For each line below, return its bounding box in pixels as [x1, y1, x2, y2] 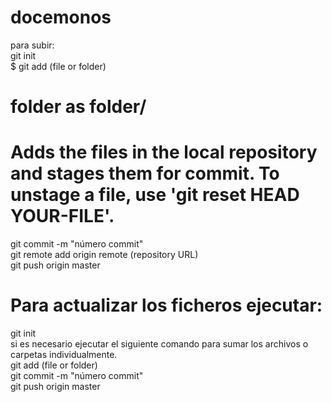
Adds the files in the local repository [10, 141, 318, 164]
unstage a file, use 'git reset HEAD [10, 184, 300, 206]
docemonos [10, 6, 112, 29]
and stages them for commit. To [10, 162, 280, 185]
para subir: [10, 39, 55, 51]
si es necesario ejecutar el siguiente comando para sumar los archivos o [10, 338, 309, 350]
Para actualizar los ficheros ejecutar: [10, 294, 323, 317]
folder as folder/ [10, 96, 147, 118]
